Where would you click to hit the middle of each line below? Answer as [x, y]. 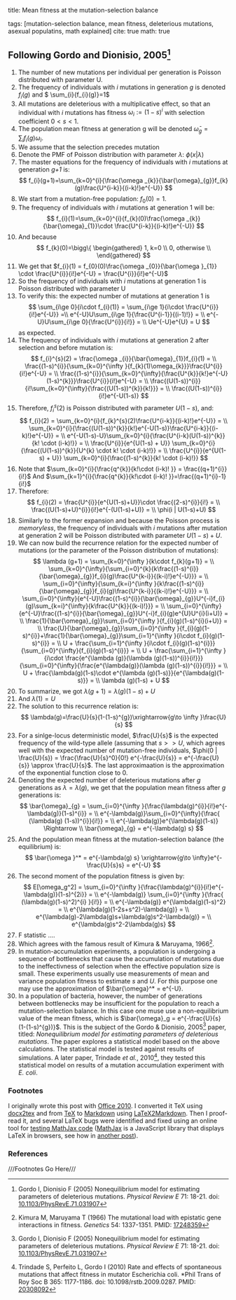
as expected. [37, 333]
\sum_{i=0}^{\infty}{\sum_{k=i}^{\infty [97, 583]
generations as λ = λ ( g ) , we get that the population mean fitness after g [122, 787]
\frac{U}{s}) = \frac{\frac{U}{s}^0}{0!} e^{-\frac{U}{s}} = [100, 758]
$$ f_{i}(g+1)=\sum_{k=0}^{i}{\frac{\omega [81, 180]
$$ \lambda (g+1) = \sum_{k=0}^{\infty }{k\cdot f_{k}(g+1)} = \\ [124, 561]
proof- [218, 1114]
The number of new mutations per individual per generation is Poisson [119, 72]
